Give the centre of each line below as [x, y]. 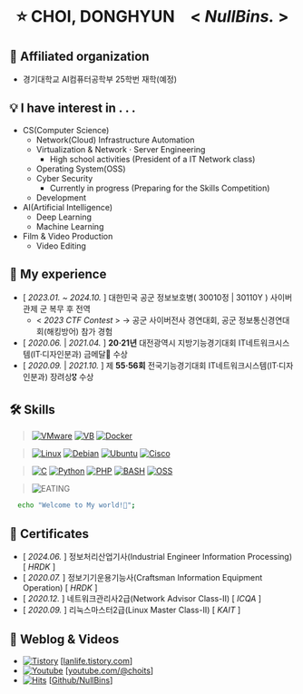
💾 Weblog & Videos [64, 639]
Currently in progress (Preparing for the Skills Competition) [160, 188]
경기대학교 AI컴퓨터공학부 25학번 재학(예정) [100, 79]
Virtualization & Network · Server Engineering [121, 149]
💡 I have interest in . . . [73, 108]
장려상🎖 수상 [72, 376]
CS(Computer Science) [66, 130]
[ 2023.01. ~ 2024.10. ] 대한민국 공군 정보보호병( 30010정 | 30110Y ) [145, 297]
